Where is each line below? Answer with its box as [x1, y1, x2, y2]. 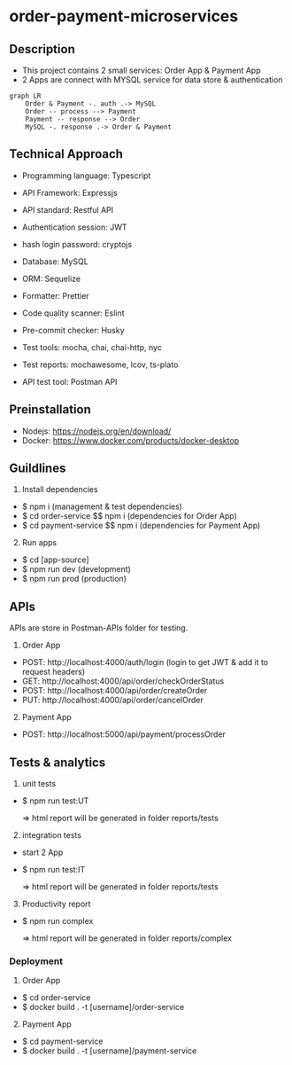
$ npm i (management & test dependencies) [21, 501, 183, 512]
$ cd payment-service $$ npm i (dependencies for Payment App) [21, 521, 261, 531]
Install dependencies [21, 484, 99, 495]
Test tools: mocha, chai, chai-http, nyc [21, 341, 162, 352]
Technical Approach [9, 146, 124, 161]
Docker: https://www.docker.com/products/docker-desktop [21, 435, 240, 445]
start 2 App [21, 847, 64, 857]
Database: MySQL [21, 255, 88, 267]
